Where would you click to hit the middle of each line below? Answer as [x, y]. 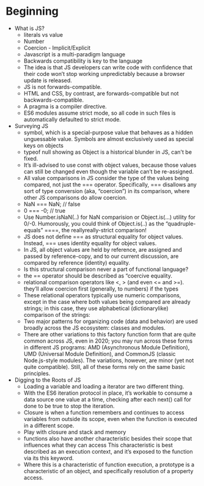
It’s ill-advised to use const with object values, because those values [110, 165]
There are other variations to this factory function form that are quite [110, 334]
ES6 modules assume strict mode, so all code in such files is [100, 113]
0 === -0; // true [44, 210]
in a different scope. [49, 425]
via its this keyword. [49, 458]
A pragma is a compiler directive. [65, 106]
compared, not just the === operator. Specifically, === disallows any [110, 184]
